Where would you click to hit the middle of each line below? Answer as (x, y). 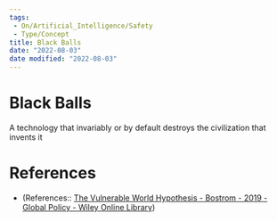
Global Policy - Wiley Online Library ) (89, 207)
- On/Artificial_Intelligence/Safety (83, 26)
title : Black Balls (45, 42)
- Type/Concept (41, 34)
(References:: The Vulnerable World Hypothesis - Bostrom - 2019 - (145, 198)
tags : (19, 17)
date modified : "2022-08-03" (63, 59)
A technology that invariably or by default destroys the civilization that (138, 127)
